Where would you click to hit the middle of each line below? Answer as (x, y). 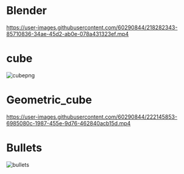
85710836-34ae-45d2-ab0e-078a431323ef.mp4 (68, 33)
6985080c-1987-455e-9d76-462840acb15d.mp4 (69, 123)
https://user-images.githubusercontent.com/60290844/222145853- (92, 117)
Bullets (24, 148)
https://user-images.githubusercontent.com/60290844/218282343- (92, 27)
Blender (27, 11)
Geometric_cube (49, 100)
